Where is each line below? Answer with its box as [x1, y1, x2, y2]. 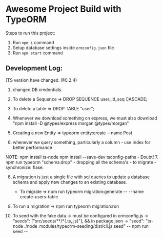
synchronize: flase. [5, 164, 44, 170]
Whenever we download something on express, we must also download [12, 115, 158, 121]
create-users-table [20, 193, 58, 199]
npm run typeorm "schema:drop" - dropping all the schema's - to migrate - [5, 159, 157, 165]
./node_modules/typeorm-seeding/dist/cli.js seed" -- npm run [24, 223, 149, 229]
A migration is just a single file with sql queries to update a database [12, 174, 150, 180]
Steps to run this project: [5, 30, 55, 36]
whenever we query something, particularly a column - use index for [12, 139, 151, 145]
